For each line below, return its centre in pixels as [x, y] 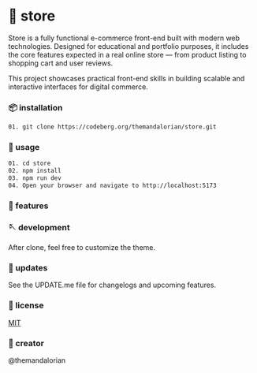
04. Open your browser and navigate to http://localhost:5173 [112, 186]
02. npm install [35, 171]
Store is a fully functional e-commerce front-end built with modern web [124, 38]
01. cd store [30, 164]
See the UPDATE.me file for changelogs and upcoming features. [112, 285]
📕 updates [28, 268]
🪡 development [39, 227]
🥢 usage [24, 147]
